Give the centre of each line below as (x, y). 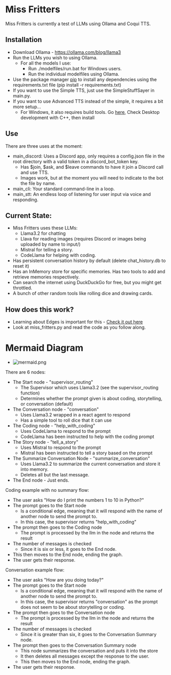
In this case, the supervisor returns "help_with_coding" (79, 522)
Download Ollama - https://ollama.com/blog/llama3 (67, 52)
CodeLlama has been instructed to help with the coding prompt (87, 436)
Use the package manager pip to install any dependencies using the (85, 79)
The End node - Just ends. (41, 480)
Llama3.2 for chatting (43, 233)
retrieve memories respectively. (46, 277)
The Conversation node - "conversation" (56, 409)
